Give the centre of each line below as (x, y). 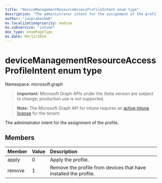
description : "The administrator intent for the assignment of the (74, 14)
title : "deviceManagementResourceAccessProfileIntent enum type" (72, 9)
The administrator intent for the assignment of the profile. (62, 122)
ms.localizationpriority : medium (39, 23)
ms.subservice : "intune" (30, 28)
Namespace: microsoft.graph (34, 84)
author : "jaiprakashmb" (29, 18)
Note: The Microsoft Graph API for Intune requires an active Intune (83, 108)
